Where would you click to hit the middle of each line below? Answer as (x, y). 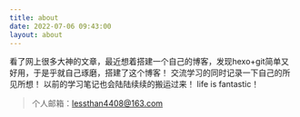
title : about (34, 18)
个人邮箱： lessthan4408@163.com (97, 103)
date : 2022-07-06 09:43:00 (60, 26)
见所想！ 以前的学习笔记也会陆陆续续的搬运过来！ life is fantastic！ (135, 84)
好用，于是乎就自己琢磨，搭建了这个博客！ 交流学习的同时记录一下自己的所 (150, 73)
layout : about (36, 34)
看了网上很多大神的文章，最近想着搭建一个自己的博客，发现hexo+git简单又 (149, 62)
